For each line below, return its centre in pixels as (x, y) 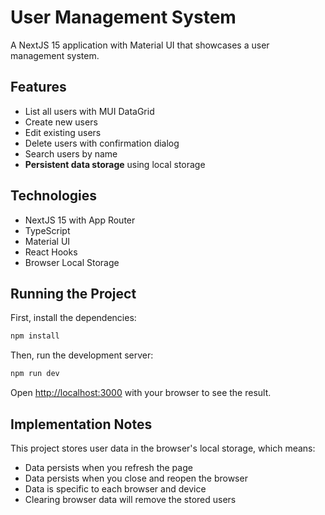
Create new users (61, 122)
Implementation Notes (81, 424)
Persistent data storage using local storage (115, 164)
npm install (35, 336)
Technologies (54, 196)
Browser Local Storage (72, 262)
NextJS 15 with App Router (80, 220)
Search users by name (71, 153)
